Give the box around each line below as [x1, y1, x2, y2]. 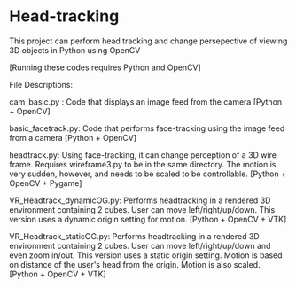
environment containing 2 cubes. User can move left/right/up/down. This [9, 204, 276, 214]
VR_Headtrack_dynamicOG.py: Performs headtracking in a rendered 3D [9, 195, 271, 206]
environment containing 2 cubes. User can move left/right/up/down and [9, 240, 271, 251]
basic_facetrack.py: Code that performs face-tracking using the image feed [9, 122, 285, 134]
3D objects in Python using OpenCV [9, 44, 141, 55]
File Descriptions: [9, 79, 74, 90]
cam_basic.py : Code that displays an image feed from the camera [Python [9, 96, 283, 107]
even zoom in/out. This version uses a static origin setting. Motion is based [9, 250, 283, 261]
